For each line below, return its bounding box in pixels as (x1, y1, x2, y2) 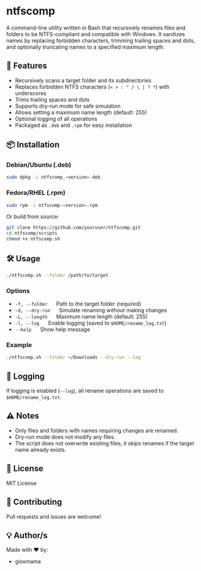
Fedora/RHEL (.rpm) (6, 188, 66, 197)
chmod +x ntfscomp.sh (6, 236, 61, 242)
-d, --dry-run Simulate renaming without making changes (14, 307, 167, 314)
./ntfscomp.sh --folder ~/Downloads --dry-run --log (6, 354, 141, 360)
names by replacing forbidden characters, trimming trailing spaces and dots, (6, 37, 196, 44)
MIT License (6, 480, 37, 487)
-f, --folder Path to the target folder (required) (14, 300, 142, 307)
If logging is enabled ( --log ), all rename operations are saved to (6, 387, 164, 395)
